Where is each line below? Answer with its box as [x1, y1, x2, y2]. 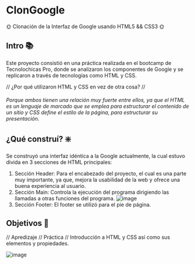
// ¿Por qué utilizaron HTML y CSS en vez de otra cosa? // [6, 83, 145, 90]
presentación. [6, 115, 40, 122]
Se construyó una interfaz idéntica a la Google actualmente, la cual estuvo [6, 153, 186, 160]
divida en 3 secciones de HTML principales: [6, 159, 112, 166]
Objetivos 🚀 [6, 218, 49, 228]
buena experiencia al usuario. [14, 183, 86, 190]
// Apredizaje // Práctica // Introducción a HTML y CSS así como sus [6, 234, 170, 241]
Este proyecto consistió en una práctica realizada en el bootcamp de [6, 59, 172, 66]
